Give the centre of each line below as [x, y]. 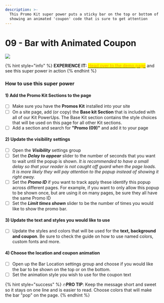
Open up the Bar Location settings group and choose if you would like [82, 264]
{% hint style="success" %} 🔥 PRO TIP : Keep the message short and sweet [81, 284]
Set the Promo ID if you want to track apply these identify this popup [81, 182]
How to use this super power [40, 84]
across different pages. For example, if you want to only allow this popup [85, 188]
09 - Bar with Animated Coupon [71, 43]
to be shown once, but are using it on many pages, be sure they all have [85, 193]
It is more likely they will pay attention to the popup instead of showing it [85, 172]
